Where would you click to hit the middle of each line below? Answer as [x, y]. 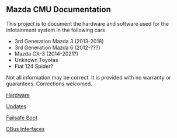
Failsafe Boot [22, 118]
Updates [16, 106]
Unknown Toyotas [36, 60]
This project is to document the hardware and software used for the [88, 23]
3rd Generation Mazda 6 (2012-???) [57, 47]
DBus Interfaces [25, 129]
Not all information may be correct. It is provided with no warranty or [88, 77]
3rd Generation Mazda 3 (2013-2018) [59, 41]
